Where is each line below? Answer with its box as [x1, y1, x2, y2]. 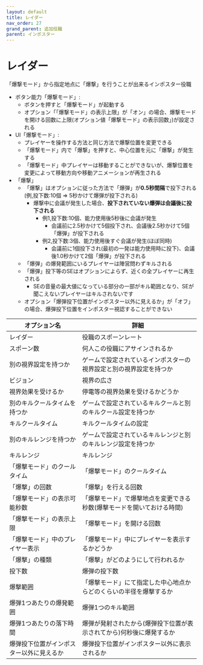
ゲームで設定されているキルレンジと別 [82, 431, 191, 439]
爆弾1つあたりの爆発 [9, 599, 68, 607]
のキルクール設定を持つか [82, 408, 155, 417]
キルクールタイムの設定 [82, 419, 149, 428]
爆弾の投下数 [82, 567, 119, 575]
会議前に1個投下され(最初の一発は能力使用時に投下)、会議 [51, 245, 195, 252]
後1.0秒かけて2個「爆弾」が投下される [51, 253, 146, 260]
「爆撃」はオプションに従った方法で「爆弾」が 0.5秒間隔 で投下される [24, 184, 197, 191]
